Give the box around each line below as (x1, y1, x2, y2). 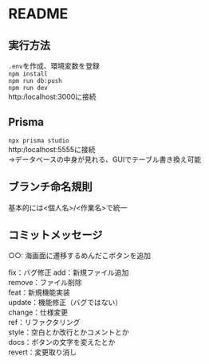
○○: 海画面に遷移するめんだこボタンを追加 (8, 251, 152, 260)
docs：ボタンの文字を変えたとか (8, 338, 116, 347)
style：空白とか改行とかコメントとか (8, 327, 129, 337)
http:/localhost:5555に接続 (8, 144, 96, 154)
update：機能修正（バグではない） (8, 298, 122, 307)
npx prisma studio (8, 136, 69, 144)
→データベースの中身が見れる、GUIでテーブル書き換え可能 (8, 155, 202, 164)
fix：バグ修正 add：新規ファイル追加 (8, 268, 129, 277)
